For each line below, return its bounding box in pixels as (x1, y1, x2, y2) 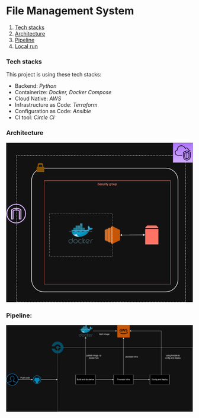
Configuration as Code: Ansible (14, 108, 92, 115)
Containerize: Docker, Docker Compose (14, 89, 112, 96)
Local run (14, 43, 38, 50)
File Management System (6, 4, 134, 18)
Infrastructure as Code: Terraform (14, 101, 98, 109)
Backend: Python (14, 82, 57, 90)
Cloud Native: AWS (14, 95, 62, 102)
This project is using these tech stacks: (6, 71, 102, 78)
